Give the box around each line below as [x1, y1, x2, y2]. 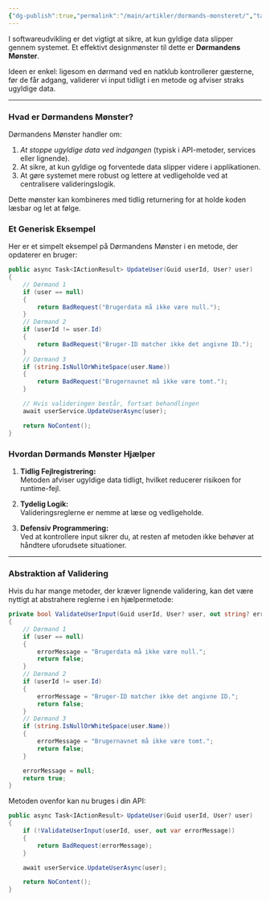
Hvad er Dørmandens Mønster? [8, 111, 134, 122]
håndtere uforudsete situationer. [19, 540, 127, 550]
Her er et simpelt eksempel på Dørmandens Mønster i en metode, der [8, 242, 239, 252]
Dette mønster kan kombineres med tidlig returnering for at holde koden [8, 195, 247, 204]
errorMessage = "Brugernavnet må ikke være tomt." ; [37, 737, 215, 746]
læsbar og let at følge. [8, 203, 82, 213]
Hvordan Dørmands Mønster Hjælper [8, 448, 156, 459]
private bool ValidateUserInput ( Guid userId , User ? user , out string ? [8, 610, 250, 619]
